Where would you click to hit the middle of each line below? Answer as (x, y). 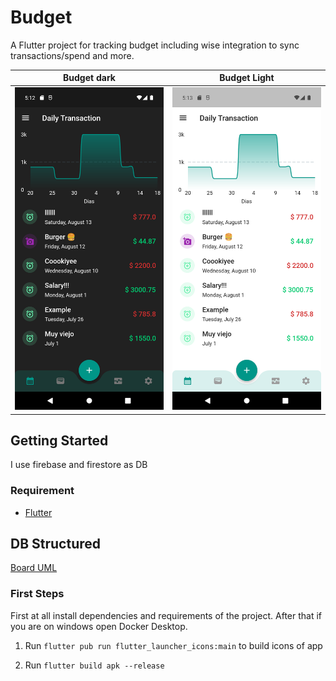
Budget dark (89, 78)
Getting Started (59, 440)
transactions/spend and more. (72, 55)
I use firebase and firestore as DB (79, 465)
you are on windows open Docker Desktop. (99, 626)
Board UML (34, 568)
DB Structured (56, 544)
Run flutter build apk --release (94, 665)
